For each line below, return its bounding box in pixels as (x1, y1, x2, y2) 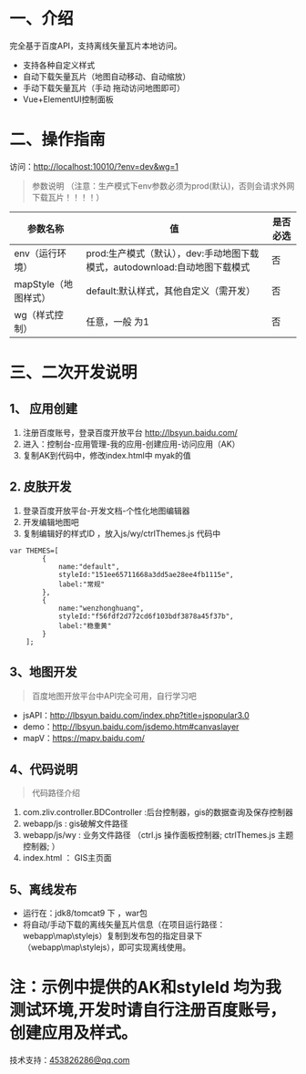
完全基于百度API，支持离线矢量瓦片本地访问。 (9, 40, 182, 51)
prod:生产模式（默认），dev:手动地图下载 (86, 247, 260, 260)
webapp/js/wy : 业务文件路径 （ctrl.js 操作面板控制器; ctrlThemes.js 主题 (22, 830, 294, 841)
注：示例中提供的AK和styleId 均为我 (9, 977, 281, 998)
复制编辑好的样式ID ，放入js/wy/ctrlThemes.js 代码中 (22, 528, 221, 539)
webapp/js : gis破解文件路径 (22, 818, 128, 830)
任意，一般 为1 (86, 315, 150, 328)
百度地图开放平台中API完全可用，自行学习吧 (31, 690, 198, 701)
